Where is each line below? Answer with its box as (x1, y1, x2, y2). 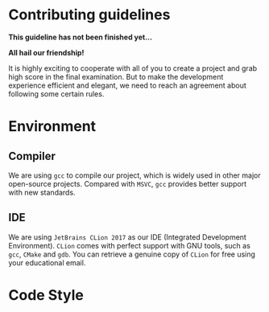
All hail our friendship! (8, 47, 85, 57)
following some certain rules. (8, 88, 105, 98)
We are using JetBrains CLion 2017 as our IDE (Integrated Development (8, 232, 247, 242)
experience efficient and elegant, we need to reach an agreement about (8, 80, 247, 90)
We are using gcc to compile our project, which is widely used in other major (8, 170, 261, 180)
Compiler (8, 149, 56, 162)
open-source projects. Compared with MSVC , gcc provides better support (8, 179, 247, 188)
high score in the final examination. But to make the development (8, 72, 224, 81)
